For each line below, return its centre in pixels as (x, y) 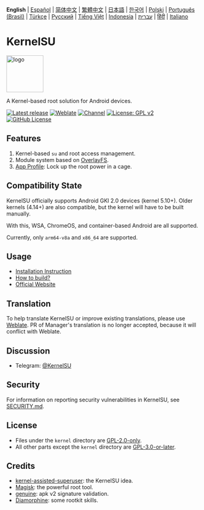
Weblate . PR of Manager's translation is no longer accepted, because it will (101, 325)
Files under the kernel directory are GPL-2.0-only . (78, 440)
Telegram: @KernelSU (43, 365)
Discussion (28, 351)
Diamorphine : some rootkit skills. (57, 500)
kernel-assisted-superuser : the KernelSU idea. (74, 481)
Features (24, 138)
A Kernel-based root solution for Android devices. (69, 101)
